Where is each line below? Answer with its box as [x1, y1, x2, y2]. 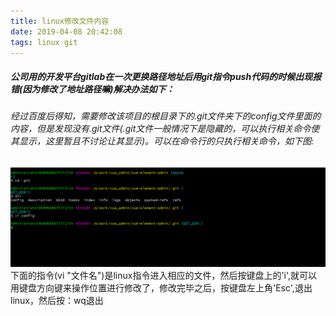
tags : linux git [10, 37, 78, 47]
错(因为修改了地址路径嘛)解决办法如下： [10, 83, 175, 95]
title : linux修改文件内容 [10, 16, 110, 26]
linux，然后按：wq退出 [10, 295, 104, 307]
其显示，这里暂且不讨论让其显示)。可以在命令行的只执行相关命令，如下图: [10, 135, 315, 147]
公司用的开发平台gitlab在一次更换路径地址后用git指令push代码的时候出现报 [10, 70, 322, 82]
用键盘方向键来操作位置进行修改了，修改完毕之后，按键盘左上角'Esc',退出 [10, 282, 313, 294]
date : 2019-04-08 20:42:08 [10, 26, 123, 37]
